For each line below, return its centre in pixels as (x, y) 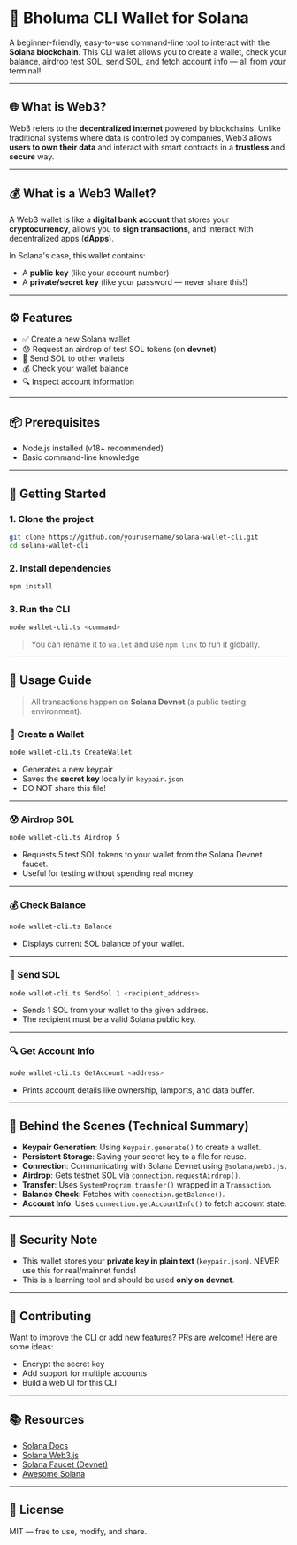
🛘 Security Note (53, 1239)
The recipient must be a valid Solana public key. (109, 1019)
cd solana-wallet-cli (49, 545)
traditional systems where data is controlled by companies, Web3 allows (141, 137)
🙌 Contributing (50, 1316)
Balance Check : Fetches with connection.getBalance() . (123, 1195)
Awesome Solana (53, 1473)
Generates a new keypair (67, 769)
